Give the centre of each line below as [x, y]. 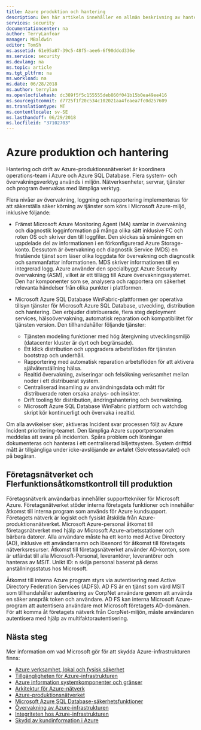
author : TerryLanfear [33, 34]
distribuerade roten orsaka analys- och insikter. [82, 394]
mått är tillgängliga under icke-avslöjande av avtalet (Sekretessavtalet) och [98, 450]
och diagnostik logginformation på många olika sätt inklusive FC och [99, 230]
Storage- [172, 244]
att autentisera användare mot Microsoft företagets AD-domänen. [109, 606]
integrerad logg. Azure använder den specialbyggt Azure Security [96, 269]
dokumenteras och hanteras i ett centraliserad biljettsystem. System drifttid [99, 443]
